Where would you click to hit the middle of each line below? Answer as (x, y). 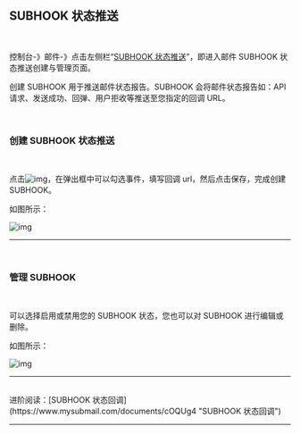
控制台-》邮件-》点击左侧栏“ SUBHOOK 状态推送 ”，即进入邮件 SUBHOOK (144, 56)
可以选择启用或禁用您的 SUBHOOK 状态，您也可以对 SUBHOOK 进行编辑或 (146, 316)
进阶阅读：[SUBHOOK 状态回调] (68, 400)
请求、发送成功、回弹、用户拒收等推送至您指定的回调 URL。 (120, 97)
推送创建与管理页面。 (56, 67)
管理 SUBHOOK (43, 278)
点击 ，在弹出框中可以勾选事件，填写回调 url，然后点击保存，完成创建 (148, 179)
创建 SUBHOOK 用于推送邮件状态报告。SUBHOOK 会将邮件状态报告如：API (148, 87)
